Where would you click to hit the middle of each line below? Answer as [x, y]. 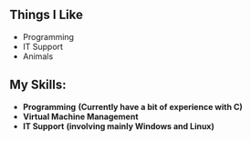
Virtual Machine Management [80, 116]
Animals [38, 56]
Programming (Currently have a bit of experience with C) [133, 106]
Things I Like [47, 15]
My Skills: [38, 85]
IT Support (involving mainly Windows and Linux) [118, 126]
